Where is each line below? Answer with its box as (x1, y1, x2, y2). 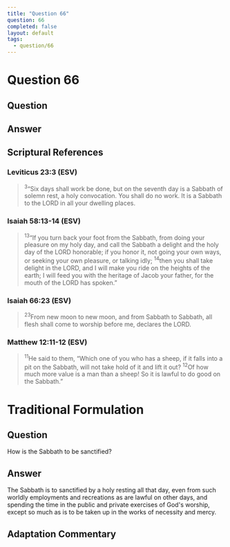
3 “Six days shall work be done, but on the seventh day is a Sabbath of (23, 183, 223, 192)
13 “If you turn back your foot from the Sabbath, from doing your (23, 232, 205, 242)
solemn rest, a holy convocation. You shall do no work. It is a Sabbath (23, 192, 222, 200)
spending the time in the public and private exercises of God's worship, (7, 501, 210, 509)
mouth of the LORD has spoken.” (23, 278, 117, 287)
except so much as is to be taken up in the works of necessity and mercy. (7, 508, 217, 517)
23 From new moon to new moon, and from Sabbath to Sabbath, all (23, 312, 213, 321)
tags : (7, 36, 23, 43)
